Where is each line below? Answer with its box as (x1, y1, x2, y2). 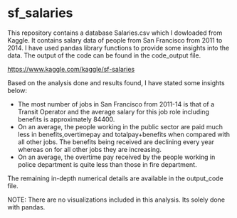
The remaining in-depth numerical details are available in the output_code (7, 174, 224, 182)
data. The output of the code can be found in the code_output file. (7, 51, 201, 60)
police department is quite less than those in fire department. (17, 160, 197, 168)
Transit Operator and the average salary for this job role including (17, 107, 210, 116)
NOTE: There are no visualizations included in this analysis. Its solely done (7, 195, 226, 204)
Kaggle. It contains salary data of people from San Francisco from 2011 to (7, 36, 223, 44)
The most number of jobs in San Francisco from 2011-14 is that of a (17, 99, 215, 108)
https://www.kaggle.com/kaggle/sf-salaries (7, 65, 135, 73)
